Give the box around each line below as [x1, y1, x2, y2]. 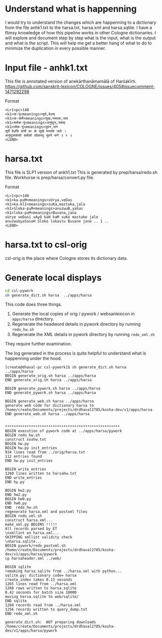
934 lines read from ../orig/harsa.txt [5, 450, 86, 455]
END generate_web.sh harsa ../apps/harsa [5, 412, 90, 417]
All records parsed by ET [5, 526, 57, 531]
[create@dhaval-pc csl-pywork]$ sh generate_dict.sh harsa [5, 365, 127, 370]
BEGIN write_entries [5, 467, 47, 472]
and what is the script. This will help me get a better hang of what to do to [5, 40, 152, 46]
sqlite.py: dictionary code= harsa [5, 573, 77, 578]
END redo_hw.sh [5, 505, 38, 510]
